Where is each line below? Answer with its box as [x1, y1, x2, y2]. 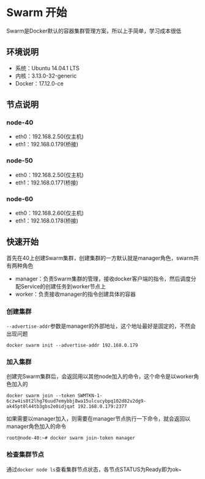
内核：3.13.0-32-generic [15, 72, 77, 79]
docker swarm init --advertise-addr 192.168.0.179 [6, 342, 138, 349]
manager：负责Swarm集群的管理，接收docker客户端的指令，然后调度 [15, 275, 191, 282]
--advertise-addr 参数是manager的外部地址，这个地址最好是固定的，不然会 [6, 322, 196, 330]
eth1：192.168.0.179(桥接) [15, 141, 78, 148]
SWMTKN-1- [77, 393, 103, 399]
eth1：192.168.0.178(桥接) [15, 217, 78, 224]
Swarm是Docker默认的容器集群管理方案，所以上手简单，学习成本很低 [6, 27, 182, 34]
